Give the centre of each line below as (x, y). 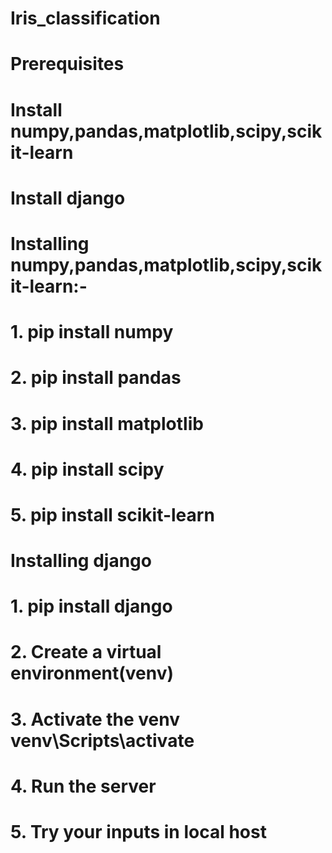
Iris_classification (85, 18)
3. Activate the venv (95, 719)
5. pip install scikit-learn (112, 514)
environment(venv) (92, 673)
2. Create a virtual (86, 652)
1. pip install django (91, 606)
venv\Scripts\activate (102, 740)
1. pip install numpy (92, 332)
